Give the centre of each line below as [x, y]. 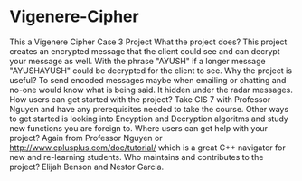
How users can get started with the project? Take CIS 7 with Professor [140, 99]
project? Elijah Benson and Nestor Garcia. [87, 167]
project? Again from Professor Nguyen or [86, 138]
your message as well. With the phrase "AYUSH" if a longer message [137, 61]
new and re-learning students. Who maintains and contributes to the [137, 157]
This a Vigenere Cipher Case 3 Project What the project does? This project [148, 42]
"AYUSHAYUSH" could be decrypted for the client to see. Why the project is [151, 71]
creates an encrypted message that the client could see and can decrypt [145, 51]
